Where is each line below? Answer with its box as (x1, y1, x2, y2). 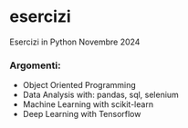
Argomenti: (9, 59, 61, 72)
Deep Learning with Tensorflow (22, 109, 141, 120)
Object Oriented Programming (22, 80, 137, 91)
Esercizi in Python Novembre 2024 (9, 36, 141, 47)
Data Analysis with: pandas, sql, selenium (22, 89, 180, 101)
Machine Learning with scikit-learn (22, 99, 153, 110)
